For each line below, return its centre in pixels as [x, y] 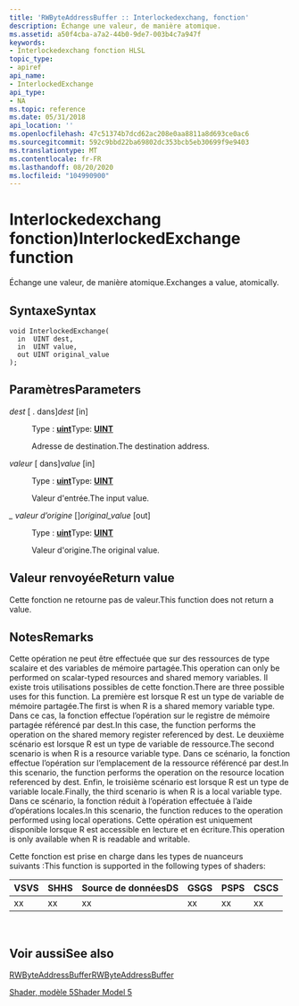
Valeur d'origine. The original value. [96, 550]
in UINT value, [47, 347]
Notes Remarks [51, 637]
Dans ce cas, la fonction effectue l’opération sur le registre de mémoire [140, 715]
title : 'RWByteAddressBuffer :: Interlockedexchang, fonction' [129, 17]
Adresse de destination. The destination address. [120, 446]
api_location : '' [42, 126]
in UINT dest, [46, 339]
